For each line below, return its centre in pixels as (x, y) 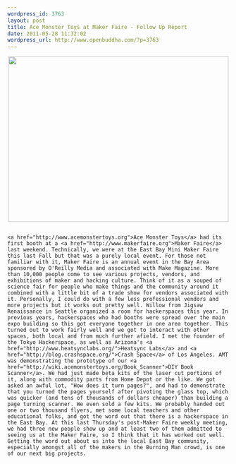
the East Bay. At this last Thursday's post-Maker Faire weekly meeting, (118, 423)
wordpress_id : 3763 (36, 14)
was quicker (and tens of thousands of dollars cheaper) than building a (118, 398)
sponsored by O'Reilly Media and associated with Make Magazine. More (113, 268)
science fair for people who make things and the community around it (113, 287)
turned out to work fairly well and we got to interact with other (108, 330)
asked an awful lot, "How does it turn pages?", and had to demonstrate (116, 386)
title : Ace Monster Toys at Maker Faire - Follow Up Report (98, 27)
